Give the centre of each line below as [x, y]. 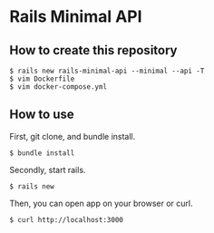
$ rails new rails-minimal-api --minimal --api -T [107, 71]
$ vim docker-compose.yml [58, 87]
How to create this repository [93, 50]
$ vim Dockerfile [42, 79]
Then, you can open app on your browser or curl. [101, 203]
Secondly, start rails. [48, 170]
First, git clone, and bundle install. [73, 136]
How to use [42, 115]
